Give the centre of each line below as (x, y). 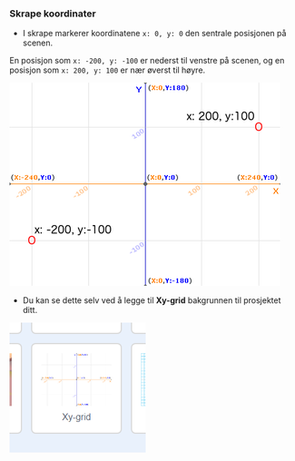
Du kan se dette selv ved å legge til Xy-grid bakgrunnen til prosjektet (152, 300)
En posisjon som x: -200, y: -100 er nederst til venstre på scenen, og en (147, 61)
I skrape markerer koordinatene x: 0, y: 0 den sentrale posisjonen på (154, 34)
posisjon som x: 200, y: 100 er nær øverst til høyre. (108, 70)
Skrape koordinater (53, 14)
